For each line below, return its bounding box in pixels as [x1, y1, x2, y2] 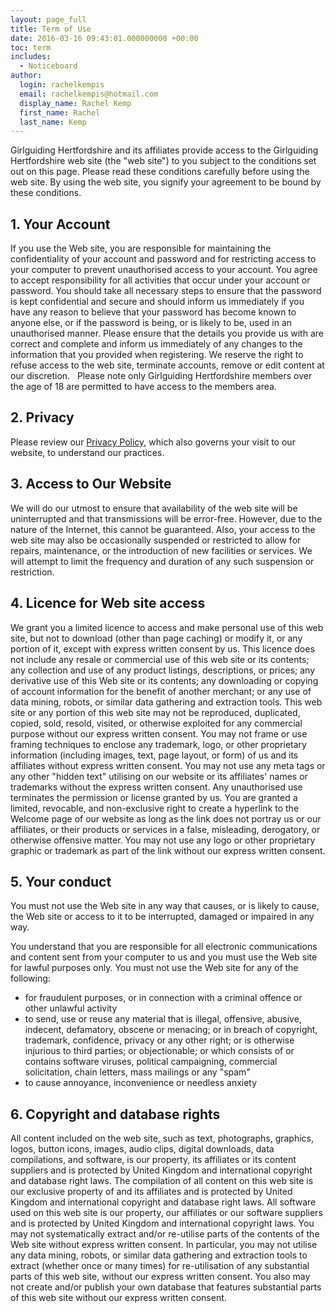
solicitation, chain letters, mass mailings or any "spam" [24, 1066, 251, 1078]
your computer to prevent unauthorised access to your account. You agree [10, 264, 318, 276]
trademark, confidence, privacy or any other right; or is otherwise [24, 1034, 295, 1046]
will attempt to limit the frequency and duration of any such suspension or [10, 555, 315, 567]
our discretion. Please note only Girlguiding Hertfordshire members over [10, 370, 313, 382]
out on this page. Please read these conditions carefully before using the [10, 166, 310, 178]
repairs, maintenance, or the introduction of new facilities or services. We [10, 544, 313, 556]
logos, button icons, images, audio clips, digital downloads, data [10, 1143, 275, 1155]
